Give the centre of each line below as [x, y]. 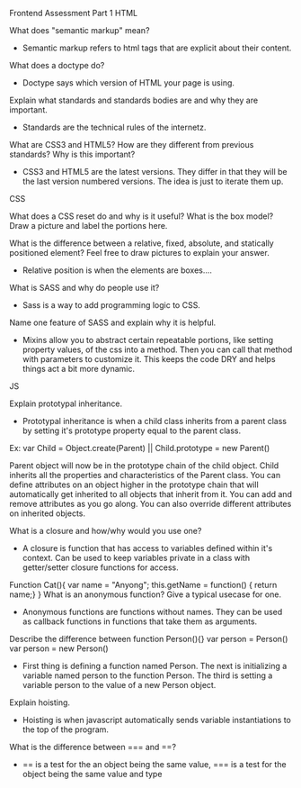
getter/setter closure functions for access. [101, 567]
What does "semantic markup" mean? [80, 30]
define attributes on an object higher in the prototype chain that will [134, 485]
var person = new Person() [59, 648]
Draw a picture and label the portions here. [89, 226]
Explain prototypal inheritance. [66, 403]
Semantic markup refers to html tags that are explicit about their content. [157, 48]
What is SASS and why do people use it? [84, 288]
